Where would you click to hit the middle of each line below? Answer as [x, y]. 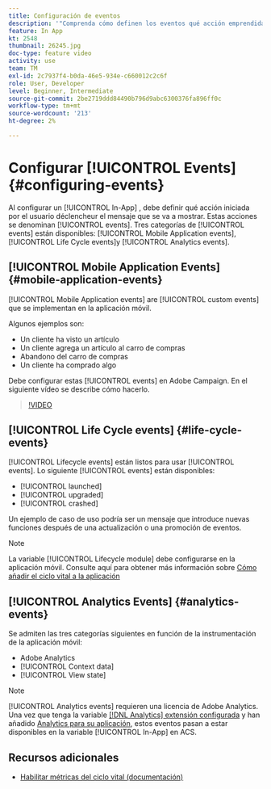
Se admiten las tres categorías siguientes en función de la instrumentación [132, 634]
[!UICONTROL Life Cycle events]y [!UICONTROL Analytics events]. [119, 241]
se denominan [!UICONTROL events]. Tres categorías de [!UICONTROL [126, 225]
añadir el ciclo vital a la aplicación [65, 576]
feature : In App [35, 31]
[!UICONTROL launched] [61, 486]
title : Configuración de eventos [65, 16]
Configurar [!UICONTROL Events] [122, 168]
